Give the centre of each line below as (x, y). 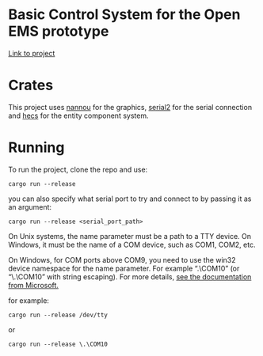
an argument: (30, 206)
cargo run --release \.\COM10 (58, 344)
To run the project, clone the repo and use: (78, 169)
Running (36, 148)
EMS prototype (59, 31)
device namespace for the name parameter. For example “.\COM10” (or (124, 268)
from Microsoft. (34, 285)
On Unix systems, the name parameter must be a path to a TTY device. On (130, 236)
